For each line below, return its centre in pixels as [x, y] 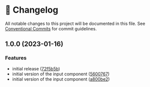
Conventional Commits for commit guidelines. [51, 28]
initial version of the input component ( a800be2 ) [61, 79]
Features [16, 58]
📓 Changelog [32, 10]
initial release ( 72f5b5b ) [36, 68]
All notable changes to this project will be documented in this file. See [75, 23]
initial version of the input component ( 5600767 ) [61, 74]
